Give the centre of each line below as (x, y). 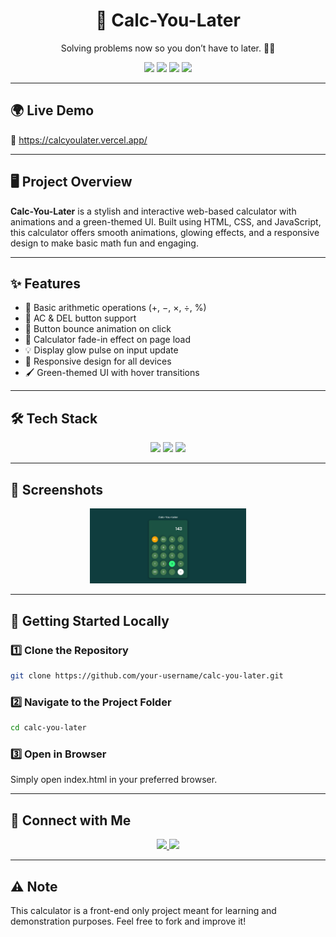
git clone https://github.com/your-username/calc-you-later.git (147, 676)
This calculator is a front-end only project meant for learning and (143, 911)
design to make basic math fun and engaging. (104, 243)
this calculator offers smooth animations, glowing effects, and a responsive (165, 232)
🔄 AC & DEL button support (80, 318)
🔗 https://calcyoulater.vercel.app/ (79, 140)
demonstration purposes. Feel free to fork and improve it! (128, 921)
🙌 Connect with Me (71, 820)
